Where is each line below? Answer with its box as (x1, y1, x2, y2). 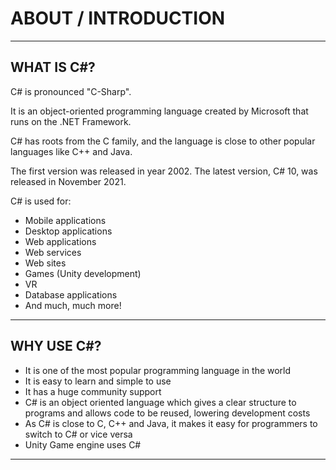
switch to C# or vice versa (24, 428, 133, 440)
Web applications (24, 235, 97, 247)
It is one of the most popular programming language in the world (24, 364, 292, 376)
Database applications (24, 288, 118, 301)
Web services (24, 246, 82, 258)
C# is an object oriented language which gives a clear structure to (24, 396, 297, 408)
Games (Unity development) (24, 267, 142, 279)
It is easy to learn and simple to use (24, 375, 172, 387)
